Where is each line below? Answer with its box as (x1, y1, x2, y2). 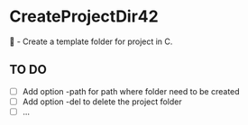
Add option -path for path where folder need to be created (22, 85, 241, 96)
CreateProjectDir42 (9, 6, 160, 27)
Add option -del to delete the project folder (22, 96, 182, 107)
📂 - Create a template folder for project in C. (9, 36, 173, 47)
